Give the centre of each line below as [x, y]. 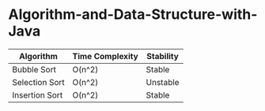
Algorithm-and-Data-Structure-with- [133, 15]
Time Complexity [105, 56]
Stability [163, 56]
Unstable [163, 82]
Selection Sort [38, 82]
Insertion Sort [38, 94]
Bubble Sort [34, 69]
